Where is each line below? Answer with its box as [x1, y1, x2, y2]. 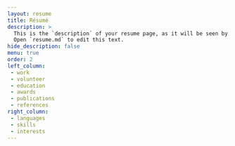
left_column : [7, 62, 46, 69]
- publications [10, 95, 55, 102]
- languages [10, 114, 46, 121]
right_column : [7, 108, 49, 115]
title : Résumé [7, 17, 49, 24]
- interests [10, 128, 46, 135]
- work [10, 69, 30, 76]
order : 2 [7, 56, 33, 63]
